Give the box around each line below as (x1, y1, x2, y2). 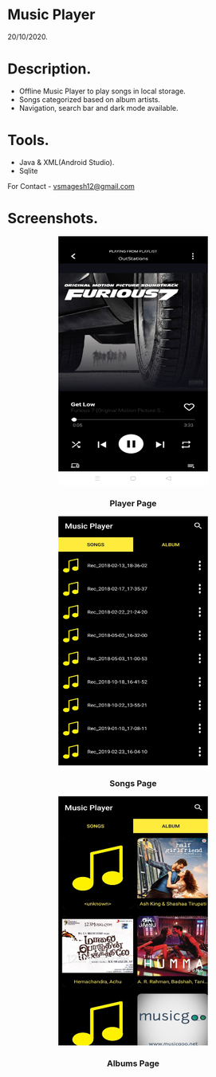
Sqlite (18, 166, 38, 175)
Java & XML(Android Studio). (18, 157, 115, 167)
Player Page (109, 497, 157, 509)
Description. (7, 60, 92, 78)
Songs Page (109, 777, 157, 788)
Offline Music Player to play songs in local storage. (18, 86, 187, 96)
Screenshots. (7, 210, 99, 227)
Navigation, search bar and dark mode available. (18, 103, 179, 112)
